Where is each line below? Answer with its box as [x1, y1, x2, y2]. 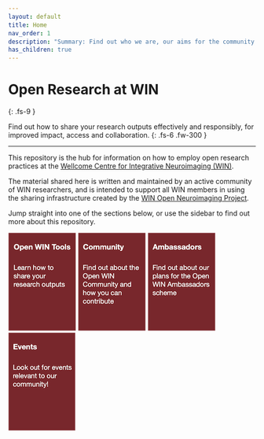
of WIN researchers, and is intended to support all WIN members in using [8, 185, 245, 194]
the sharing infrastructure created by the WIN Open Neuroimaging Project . [8, 194, 249, 203]
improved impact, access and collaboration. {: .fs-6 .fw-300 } [8, 131, 207, 140]
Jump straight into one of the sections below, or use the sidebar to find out [8, 208, 250, 218]
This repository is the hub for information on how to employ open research [8, 153, 250, 163]
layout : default [8, 13, 61, 20]
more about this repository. [8, 217, 96, 227]
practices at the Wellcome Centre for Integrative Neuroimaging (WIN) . [8, 161, 234, 171]
